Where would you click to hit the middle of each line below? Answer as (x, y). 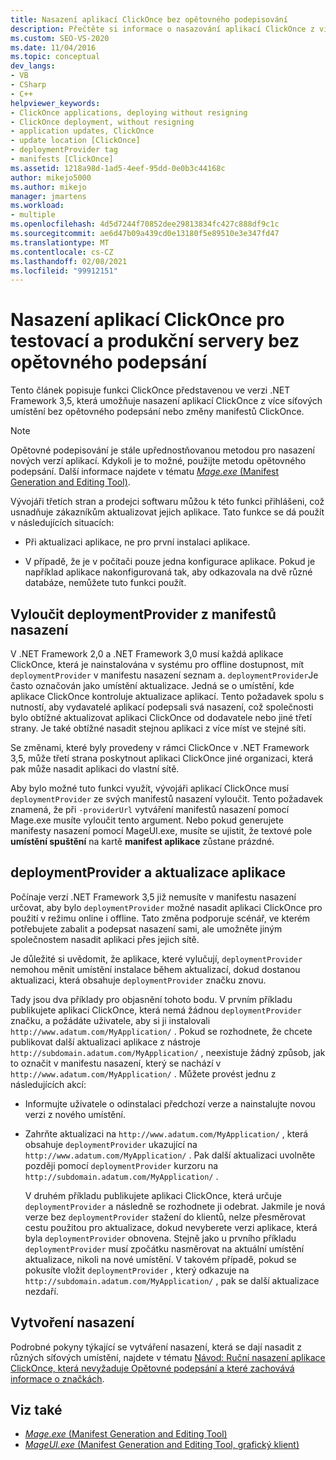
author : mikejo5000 (51, 177)
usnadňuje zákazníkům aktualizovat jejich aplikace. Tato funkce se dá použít (167, 512)
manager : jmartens (48, 196)
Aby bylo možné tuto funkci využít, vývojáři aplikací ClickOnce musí (149, 788)
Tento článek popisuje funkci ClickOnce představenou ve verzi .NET (150, 390)
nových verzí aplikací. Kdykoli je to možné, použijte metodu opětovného (158, 461)
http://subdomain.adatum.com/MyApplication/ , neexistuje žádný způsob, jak (168, 1052)
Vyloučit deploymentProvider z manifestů (143, 614)
